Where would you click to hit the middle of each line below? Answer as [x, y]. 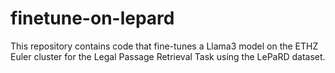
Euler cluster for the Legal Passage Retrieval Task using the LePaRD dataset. [168, 56]
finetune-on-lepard [92, 18]
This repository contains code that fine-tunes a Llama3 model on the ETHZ [164, 46]
